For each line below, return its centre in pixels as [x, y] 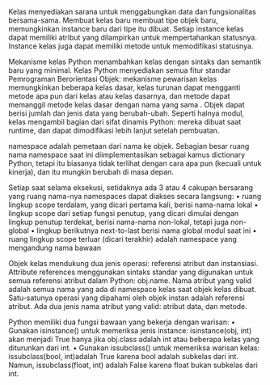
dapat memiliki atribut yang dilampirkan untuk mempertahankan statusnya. [133, 37]
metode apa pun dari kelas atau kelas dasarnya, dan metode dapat [119, 96]
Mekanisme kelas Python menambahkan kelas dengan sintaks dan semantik [135, 61]
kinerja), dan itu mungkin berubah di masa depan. [91, 172]
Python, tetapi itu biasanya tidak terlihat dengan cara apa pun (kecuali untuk [135, 163]
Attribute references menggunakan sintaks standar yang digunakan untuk [131, 272]
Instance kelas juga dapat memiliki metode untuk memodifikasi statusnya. [131, 46]
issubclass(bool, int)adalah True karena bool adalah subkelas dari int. [123, 356]
